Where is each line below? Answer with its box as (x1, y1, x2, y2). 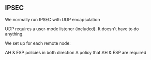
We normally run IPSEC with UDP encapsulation (5, 16, 100, 22)
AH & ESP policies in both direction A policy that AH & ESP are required (5, 49, 147, 55)
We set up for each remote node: (5, 40, 71, 46)
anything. (5, 31, 24, 36)
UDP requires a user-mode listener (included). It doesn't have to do (5, 26, 139, 32)
